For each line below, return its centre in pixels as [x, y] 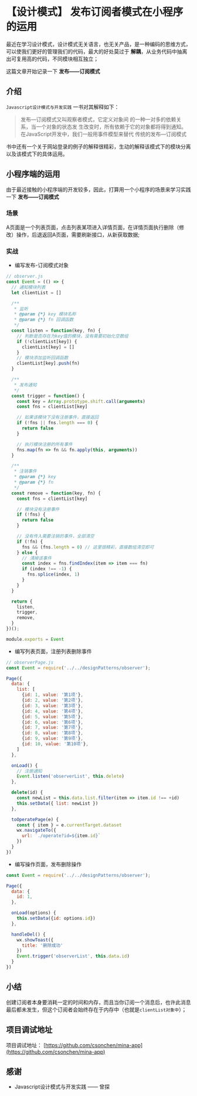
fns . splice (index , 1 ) [54, 574]
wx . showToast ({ [35, 940]
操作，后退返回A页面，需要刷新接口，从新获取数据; [78, 234]
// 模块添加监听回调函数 [43, 358]
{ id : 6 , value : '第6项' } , [52, 722]
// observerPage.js [30, 662]
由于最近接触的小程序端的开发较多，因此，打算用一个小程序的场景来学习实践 [98, 189]
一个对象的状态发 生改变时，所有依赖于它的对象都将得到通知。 [111, 126]
